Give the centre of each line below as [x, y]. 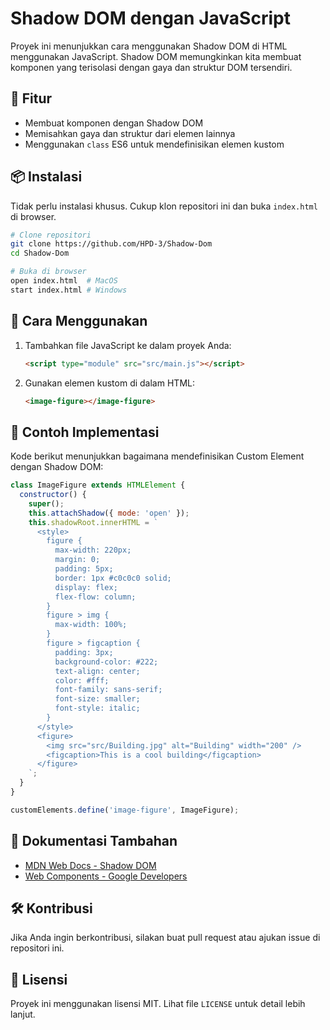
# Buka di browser [48, 272]
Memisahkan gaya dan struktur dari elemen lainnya [130, 133]
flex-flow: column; [95, 597]
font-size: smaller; [97, 699]
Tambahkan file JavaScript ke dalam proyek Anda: [128, 345]
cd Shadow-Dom [40, 253]
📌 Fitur [31, 98]
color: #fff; [82, 680]
